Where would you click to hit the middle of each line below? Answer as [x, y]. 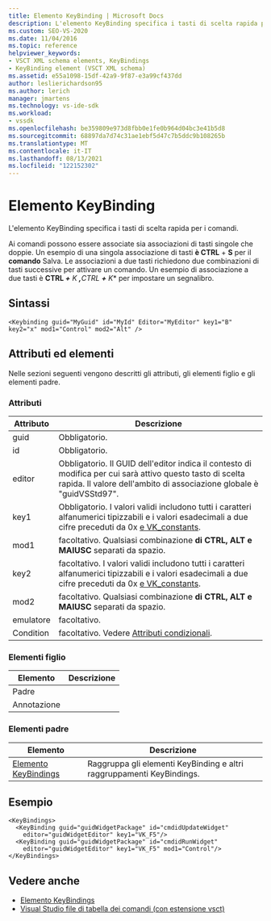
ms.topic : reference [43, 46]
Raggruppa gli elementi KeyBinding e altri [165, 764]
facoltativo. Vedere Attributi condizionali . [135, 633]
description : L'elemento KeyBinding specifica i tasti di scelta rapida [133, 23]
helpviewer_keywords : [45, 53]
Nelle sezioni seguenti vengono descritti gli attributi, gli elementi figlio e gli [132, 373]
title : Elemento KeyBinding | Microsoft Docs [86, 16]
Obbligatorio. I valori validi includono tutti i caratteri [155, 507]
